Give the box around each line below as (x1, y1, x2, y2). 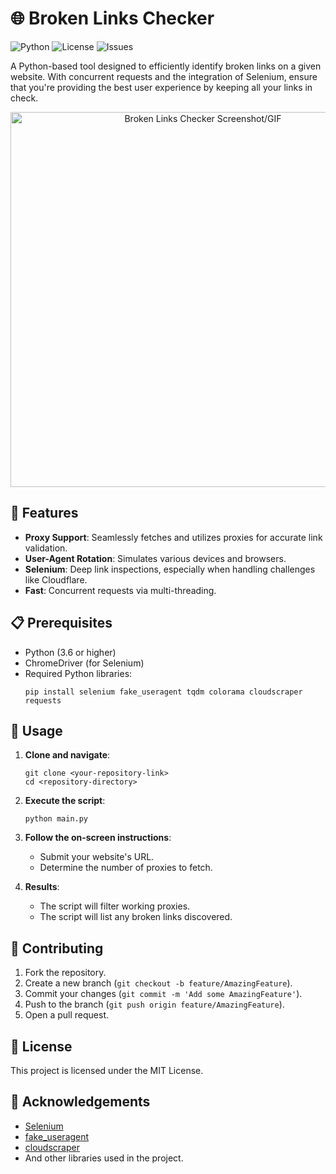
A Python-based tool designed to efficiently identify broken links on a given (10, 60, 322, 72)
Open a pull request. (24, 1009, 110, 1021)
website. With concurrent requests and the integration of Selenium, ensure (10, 70, 318, 82)
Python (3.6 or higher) (24, 646, 117, 658)
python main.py (24, 814, 89, 824)
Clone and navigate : (24, 749, 111, 761)
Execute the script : (24, 795, 106, 807)
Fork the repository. (24, 967, 107, 979)
